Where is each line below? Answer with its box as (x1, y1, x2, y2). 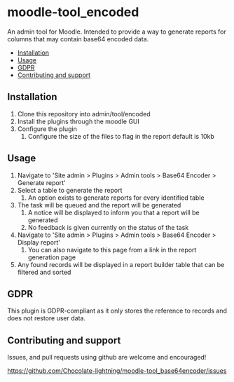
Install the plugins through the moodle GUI (17, 117, 140, 125)
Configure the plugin (17, 124, 77, 133)
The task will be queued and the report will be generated (17, 200, 181, 209)
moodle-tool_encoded (7, 4, 139, 20)
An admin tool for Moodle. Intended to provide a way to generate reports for (7, 27, 226, 36)
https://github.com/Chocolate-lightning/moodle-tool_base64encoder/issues (7, 367, 227, 375)
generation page (27, 253, 76, 261)
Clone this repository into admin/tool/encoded (17, 109, 151, 118)
